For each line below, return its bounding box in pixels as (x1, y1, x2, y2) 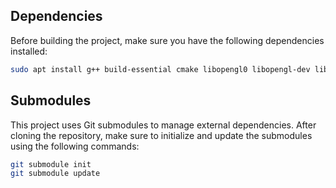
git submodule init (10, 159, 92, 169)
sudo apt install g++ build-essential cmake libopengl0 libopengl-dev (10, 64, 311, 74)
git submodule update (10, 169, 101, 179)
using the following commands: (10, 140, 140, 152)
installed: (10, 45, 48, 57)
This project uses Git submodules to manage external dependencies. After (10, 119, 317, 131)
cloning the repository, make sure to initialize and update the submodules (10, 129, 313, 141)
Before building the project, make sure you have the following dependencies (10, 34, 325, 46)
